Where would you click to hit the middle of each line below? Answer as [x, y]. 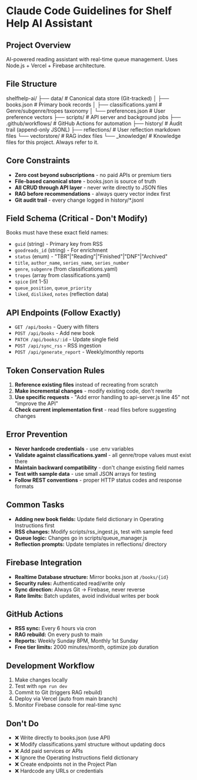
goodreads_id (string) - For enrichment [61, 250]
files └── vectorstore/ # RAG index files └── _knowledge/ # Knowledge [94, 136]
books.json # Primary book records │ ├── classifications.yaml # [84, 104]
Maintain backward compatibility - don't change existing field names [99, 468]
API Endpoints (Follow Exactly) [64, 313]
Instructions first [34, 525]
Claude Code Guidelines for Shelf [89, 11]
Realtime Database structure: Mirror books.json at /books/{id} [91, 577]
